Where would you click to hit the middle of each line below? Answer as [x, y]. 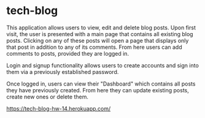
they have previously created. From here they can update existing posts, [98, 90]
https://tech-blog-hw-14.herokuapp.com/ [59, 108]
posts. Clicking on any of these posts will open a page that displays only [98, 40]
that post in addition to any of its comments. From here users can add [94, 47]
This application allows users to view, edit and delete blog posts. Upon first [101, 28]
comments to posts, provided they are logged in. [68, 53]
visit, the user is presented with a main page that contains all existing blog [100, 34]
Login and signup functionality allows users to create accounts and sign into [103, 65]
